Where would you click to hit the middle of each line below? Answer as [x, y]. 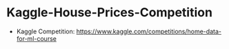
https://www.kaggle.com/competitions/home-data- [149, 31]
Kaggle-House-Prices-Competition [110, 13]
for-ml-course [36, 38]
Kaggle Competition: [46, 31]
